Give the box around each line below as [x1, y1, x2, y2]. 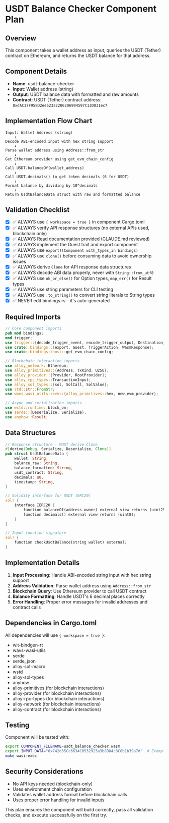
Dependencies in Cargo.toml [5, 619, 97, 627]
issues [12, 258, 26, 264]
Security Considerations [5, 767, 84, 776]
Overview [5, 34, 37, 42]
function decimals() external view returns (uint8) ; [23, 512, 136, 517]
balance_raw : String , [14, 461, 59, 466]
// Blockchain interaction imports [5, 359, 80, 364]
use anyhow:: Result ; [5, 414, 49, 419]
